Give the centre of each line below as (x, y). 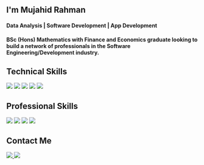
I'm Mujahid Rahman (46, 10)
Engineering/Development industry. (53, 52)
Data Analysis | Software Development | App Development (82, 25)
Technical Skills (37, 72)
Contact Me (29, 140)
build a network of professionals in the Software (69, 46)
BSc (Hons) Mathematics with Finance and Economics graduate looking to (102, 40)
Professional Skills (42, 106)
